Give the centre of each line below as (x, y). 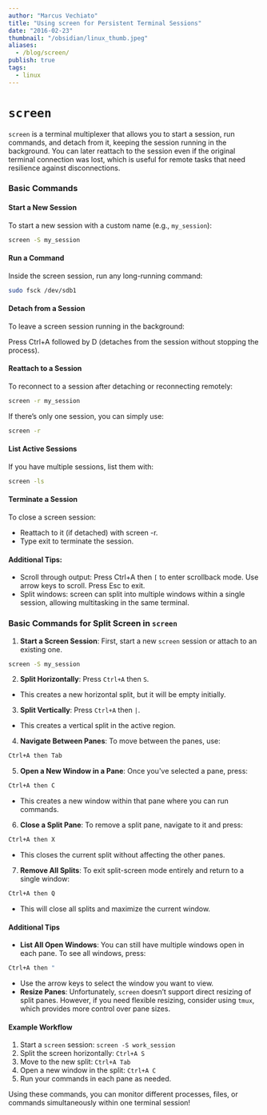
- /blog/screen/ (42, 53)
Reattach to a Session (45, 368)
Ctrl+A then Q (32, 894)
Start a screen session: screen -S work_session (98, 1045)
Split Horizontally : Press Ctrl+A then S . (84, 679)
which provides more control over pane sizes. (95, 1009)
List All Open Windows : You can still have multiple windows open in (132, 945)
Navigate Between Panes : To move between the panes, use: (120, 741)
